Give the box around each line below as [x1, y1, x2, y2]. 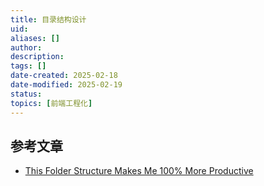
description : [10, 52, 65, 62]
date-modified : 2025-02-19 [10, 80, 123, 90]
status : [10, 89, 43, 99]
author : [10, 42, 43, 53]
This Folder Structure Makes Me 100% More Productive [24, 165, 254, 177]
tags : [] [10, 61, 47, 71]
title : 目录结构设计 [10, 14, 87, 25]
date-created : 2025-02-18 [10, 71, 118, 81]
